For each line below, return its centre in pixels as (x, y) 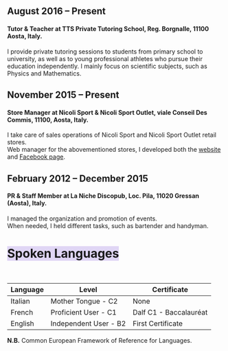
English (22, 324)
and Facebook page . (36, 157)
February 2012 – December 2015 (78, 178)
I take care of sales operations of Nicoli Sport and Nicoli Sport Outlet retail (112, 135)
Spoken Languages (63, 253)
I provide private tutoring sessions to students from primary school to (105, 52)
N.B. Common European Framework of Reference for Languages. (100, 340)
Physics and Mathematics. (44, 73)
